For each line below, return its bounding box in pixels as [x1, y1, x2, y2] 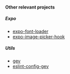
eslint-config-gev [12, 63, 49, 69]
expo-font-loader [12, 28, 49, 34]
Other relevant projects [5, 4, 55, 10]
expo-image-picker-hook [12, 33, 65, 40]
